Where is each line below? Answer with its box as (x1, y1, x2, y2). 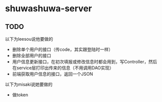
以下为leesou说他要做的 (5, 36, 53, 42)
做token (12, 92, 28, 98)
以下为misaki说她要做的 (5, 81, 53, 87)
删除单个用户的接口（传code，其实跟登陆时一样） (12, 47, 113, 52)
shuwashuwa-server (5, 3, 92, 14)
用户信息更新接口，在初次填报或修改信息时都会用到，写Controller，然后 (12, 59, 157, 64)
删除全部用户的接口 (12, 52, 52, 58)
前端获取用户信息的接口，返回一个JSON (12, 71, 93, 76)
